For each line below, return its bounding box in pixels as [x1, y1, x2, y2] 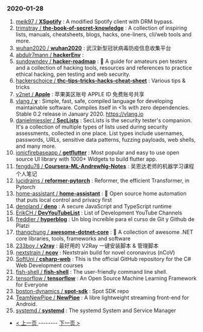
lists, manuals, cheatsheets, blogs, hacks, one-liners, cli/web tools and [15, 31, 192, 38]
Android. [15, 300, 37, 308]
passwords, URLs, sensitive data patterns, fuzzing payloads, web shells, [15, 136, 196, 144]
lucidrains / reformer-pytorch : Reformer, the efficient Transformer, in [15, 177, 190, 184]
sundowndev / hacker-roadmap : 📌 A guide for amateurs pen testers [15, 58, 187, 65]
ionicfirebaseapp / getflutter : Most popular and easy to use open [15, 149, 180, 156]
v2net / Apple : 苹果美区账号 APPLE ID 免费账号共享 [15, 91, 144, 98]
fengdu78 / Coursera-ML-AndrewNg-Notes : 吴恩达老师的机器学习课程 [15, 162, 195, 170]
